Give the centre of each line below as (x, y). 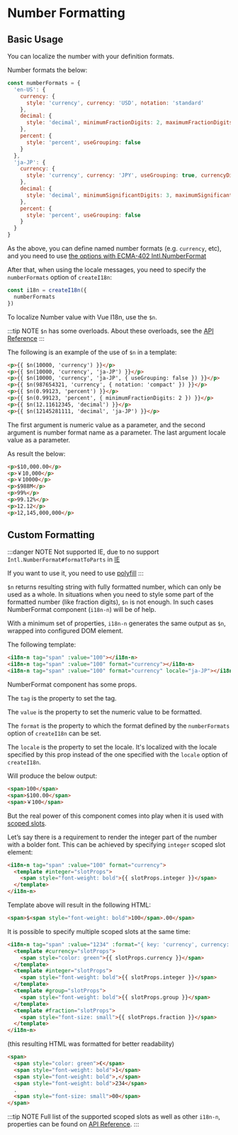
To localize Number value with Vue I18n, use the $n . (83, 317)
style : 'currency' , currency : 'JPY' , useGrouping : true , (112, 175)
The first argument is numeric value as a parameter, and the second (106, 424)
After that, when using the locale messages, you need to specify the (107, 270)
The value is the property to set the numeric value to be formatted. (104, 712)
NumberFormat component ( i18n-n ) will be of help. (82, 610)
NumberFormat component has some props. (72, 685)
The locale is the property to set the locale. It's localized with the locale (112, 747)
